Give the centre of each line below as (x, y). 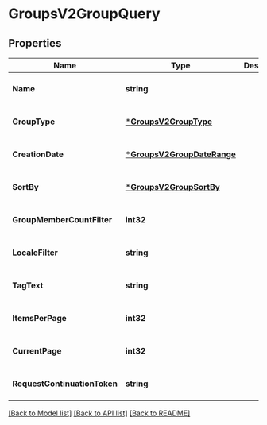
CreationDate (38, 154)
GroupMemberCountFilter (62, 220)
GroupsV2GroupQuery (84, 14)
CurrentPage (37, 351)
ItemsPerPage (40, 318)
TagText (28, 285)
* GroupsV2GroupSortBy (172, 187)
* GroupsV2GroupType (169, 122)
